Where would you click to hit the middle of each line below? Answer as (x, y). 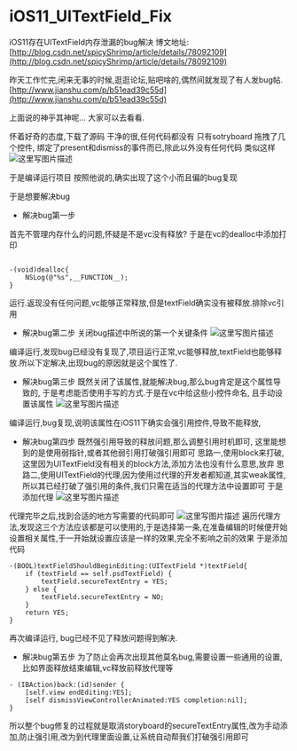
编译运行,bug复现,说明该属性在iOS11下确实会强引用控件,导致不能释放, (135, 423)
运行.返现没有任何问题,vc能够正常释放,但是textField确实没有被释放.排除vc (143, 303)
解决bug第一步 (49, 215)
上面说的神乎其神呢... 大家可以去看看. (77, 117)
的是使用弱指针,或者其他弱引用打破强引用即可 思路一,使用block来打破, (157, 452)
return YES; (47, 613)
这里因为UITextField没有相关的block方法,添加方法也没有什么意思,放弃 (148, 463)
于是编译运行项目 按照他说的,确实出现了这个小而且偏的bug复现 (123, 177)
